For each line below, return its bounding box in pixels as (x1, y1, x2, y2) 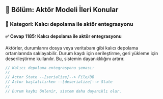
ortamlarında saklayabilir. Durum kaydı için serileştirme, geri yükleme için (5, 50, 158, 56)
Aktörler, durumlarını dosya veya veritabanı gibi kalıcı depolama (5, 44, 139, 51)
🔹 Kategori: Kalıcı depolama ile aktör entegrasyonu (5, 21, 133, 28)
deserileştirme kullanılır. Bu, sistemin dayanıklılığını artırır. (5, 56, 125, 62)
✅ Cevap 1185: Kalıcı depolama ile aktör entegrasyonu (5, 33, 122, 39)
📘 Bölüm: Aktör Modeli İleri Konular (5, 6, 119, 14)
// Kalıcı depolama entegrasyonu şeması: (5, 65, 95, 70)
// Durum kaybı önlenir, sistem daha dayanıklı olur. (5, 88, 122, 94)
